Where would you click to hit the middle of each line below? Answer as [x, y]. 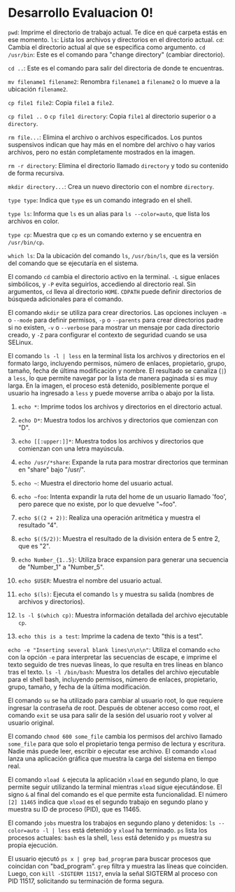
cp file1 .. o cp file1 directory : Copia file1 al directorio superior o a [112, 116]
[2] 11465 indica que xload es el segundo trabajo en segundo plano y [108, 802]
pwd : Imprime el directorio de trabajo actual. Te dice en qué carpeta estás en [117, 32]
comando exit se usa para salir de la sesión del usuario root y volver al [110, 715]
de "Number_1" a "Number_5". [61, 567]
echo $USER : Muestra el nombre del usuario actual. [90, 580]
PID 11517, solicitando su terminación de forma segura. [86, 881]
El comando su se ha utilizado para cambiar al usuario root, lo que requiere [115, 700]
